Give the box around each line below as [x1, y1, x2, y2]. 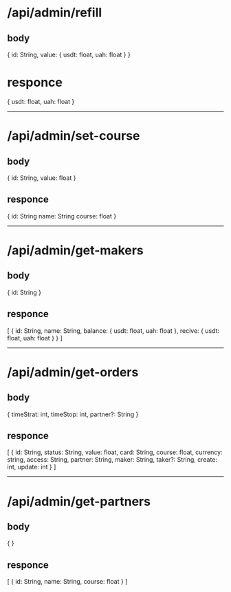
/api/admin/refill [7, 5, 102, 21]
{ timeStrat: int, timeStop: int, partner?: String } [7, 410, 139, 418]
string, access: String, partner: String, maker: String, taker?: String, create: [7, 456, 218, 464]
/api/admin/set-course [7, 128, 140, 144]
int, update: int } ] [7, 463, 56, 471]
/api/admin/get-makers [7, 243, 144, 258]
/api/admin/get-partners [7, 493, 151, 509]
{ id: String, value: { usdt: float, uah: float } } [7, 50, 131, 59]
